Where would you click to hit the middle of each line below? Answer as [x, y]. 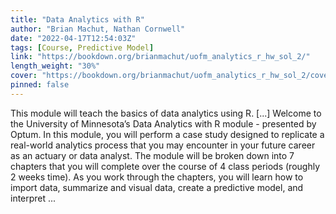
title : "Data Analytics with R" [77, 19]
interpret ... [33, 198]
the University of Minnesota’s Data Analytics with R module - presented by [163, 123]
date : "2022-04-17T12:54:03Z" [73, 38]
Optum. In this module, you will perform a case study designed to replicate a [167, 134]
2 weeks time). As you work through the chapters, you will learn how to [157, 177]
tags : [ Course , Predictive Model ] [82, 47]
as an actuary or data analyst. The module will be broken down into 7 [152, 155]
